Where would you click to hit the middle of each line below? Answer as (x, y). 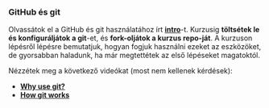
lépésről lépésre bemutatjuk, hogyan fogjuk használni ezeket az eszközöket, (135, 47)
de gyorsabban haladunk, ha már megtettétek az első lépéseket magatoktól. (134, 56)
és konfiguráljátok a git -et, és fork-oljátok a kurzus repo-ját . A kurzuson (130, 38)
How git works (45, 95)
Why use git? (43, 86)
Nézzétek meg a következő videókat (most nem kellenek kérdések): (120, 71)
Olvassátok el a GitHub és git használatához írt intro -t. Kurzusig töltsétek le (134, 30)
